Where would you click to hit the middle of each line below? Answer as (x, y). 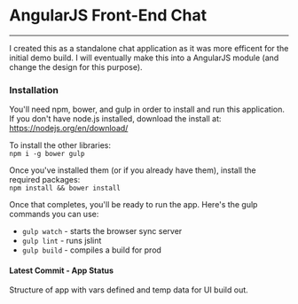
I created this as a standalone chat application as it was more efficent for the (149, 48)
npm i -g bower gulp (47, 154)
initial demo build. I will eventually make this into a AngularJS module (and (144, 58)
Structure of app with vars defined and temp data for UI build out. (129, 290)
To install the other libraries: (60, 145)
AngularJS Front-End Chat (108, 16)
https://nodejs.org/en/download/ (69, 129)
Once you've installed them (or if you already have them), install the (133, 170)
